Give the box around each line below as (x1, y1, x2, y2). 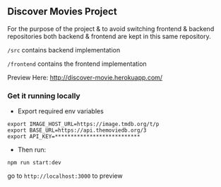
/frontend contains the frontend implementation (7, 59, 147, 68)
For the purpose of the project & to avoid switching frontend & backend (7, 24, 215, 33)
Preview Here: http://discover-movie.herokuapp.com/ (7, 73, 163, 81)
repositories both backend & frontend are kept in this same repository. (7, 32, 211, 40)
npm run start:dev (7, 159, 61, 166)
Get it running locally (7, 91, 80, 101)
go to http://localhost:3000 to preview (7, 171, 123, 180)
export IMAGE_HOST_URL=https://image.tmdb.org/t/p (7, 120, 160, 128)
